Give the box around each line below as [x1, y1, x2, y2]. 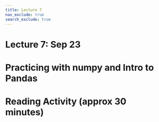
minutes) [5, 106, 44, 118]
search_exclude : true [5, 17, 51, 22]
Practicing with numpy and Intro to [5, 62, 154, 73]
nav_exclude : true [5, 12, 44, 17]
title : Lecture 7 [5, 7, 42, 13]
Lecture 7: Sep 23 [5, 38, 81, 50]
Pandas [5, 72, 38, 84]
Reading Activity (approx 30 [5, 96, 126, 107]
